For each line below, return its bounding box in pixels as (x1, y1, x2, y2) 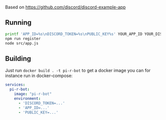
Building (5, 54, 31, 63)
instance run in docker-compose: (5, 73, 73, 79)
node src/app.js (5, 40, 39, 46)
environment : (14, 96, 41, 101)
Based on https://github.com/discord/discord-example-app (5, 4, 126, 10)
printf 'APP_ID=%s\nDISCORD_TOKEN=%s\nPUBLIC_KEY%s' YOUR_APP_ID (5, 32, 142, 37)
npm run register (5, 36, 41, 41)
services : (5, 82, 26, 87)
